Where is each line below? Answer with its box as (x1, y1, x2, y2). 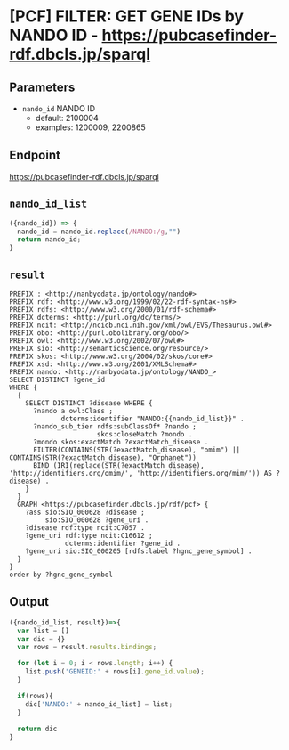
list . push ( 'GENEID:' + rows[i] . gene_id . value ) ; (25, 667, 205, 676)
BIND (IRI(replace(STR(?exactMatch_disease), (32, 461, 205, 469)
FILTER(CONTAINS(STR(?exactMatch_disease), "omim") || (32, 445, 241, 454)
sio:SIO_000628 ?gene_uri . (44, 515, 149, 525)
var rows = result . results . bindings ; (17, 643, 157, 652)
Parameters (9, 79, 76, 94)
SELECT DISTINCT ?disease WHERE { (25, 398, 153, 407)
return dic (17, 724, 58, 734)
